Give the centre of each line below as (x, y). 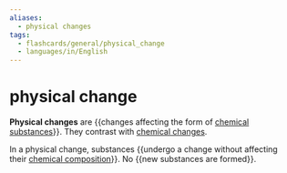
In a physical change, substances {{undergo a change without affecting (143, 149)
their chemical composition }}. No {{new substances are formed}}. (133, 159)
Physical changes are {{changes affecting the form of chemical (129, 122)
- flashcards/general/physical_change (92, 43)
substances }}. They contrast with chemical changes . (108, 132)
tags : (20, 35)
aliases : (26, 18)
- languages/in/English (62, 52)
